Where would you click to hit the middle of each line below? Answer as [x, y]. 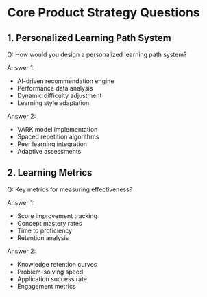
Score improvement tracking [57, 216]
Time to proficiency [45, 230]
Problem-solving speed [50, 272]
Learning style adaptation [53, 103]
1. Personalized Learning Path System [89, 38]
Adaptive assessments [49, 151]
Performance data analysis [55, 88]
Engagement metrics [47, 286]
